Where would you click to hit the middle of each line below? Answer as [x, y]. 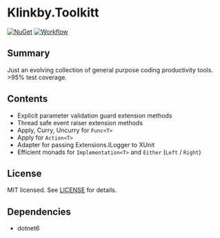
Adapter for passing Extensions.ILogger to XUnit [86, 144]
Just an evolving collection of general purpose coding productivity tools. [110, 69]
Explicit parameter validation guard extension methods [94, 116]
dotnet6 [28, 228]
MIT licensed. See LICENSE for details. [62, 190]
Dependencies [39, 212]
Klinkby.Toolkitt [53, 13]
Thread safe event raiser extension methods [80, 122]
